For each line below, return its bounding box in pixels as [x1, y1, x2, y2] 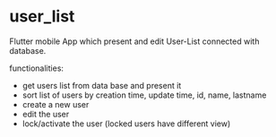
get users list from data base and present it [22, 80, 182, 90]
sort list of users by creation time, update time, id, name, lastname [22, 90, 267, 100]
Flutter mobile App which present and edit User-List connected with [9, 36, 260, 47]
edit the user [22, 108, 70, 119]
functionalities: [9, 63, 65, 73]
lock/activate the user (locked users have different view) [22, 118, 231, 129]
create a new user [22, 98, 90, 109]
